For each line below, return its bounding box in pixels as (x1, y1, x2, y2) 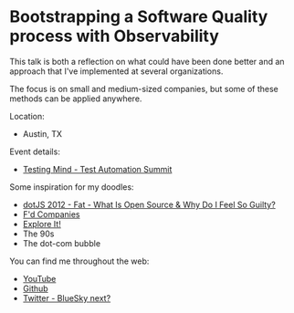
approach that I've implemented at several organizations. (9, 66, 224, 77)
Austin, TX (22, 128, 62, 139)
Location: (9, 110, 45, 121)
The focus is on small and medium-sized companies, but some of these (9, 83, 278, 94)
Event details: (9, 146, 61, 157)
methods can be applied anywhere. (9, 93, 142, 104)
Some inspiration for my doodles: (9, 181, 134, 193)
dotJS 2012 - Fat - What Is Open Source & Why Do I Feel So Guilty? (22, 199, 276, 210)
